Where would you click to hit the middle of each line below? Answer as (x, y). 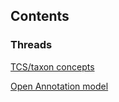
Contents (40, 16)
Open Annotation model (59, 86)
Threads (31, 45)
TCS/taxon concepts (52, 66)
